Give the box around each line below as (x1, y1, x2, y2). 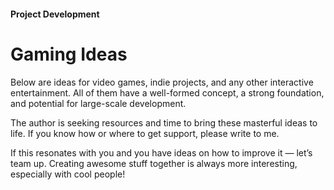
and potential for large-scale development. (10, 97, 187, 109)
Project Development (10, 8, 100, 20)
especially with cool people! (10, 168, 126, 180)
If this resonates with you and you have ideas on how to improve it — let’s (10, 146, 313, 159)
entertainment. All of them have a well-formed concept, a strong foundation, (10, 86, 325, 99)
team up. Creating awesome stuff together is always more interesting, (10, 157, 298, 169)
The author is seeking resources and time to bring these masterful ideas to (10, 116, 318, 129)
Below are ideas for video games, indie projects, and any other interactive (10, 76, 314, 88)
